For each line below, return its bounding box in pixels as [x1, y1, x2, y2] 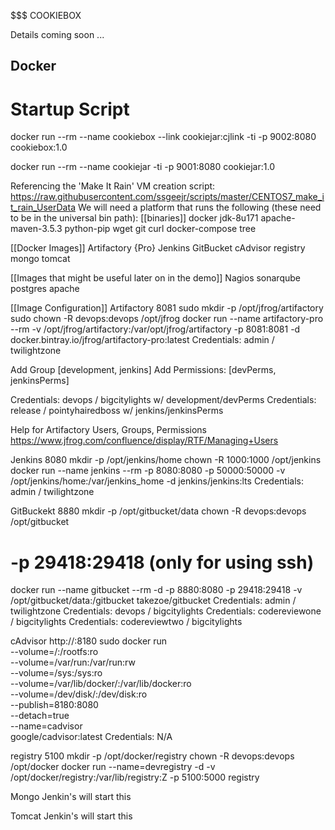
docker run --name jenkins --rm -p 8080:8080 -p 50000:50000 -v [10, 465, 286, 477]
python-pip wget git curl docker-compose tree [64, 223, 257, 235]
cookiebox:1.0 [10, 141, 68, 154]
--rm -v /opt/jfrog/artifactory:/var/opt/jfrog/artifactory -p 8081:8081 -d [10, 323, 301, 335]
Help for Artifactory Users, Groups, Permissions [10, 424, 208, 436]
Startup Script [10, 98, 130, 120]
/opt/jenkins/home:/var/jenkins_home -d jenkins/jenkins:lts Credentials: [10, 475, 304, 487]
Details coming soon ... [10, 29, 105, 40]
